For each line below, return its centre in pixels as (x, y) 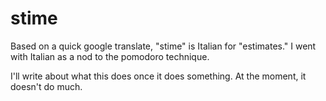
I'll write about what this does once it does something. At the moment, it (158, 76)
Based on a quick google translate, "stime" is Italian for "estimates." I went (163, 46)
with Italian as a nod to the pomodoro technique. (110, 56)
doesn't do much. (46, 86)
